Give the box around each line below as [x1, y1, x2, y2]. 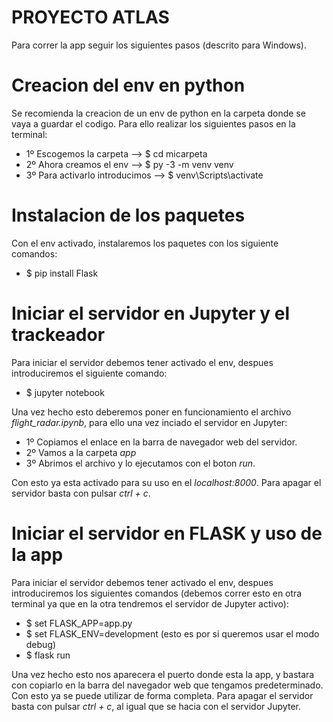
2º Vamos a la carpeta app [25, 446, 137, 458]
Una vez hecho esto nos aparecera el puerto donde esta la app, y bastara [11, 668, 315, 680]
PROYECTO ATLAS [11, 6, 170, 29]
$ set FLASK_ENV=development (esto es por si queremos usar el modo [25, 627, 320, 640]
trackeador [11, 324, 106, 346]
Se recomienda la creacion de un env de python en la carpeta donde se [11, 107, 306, 119]
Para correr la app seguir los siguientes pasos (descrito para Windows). [11, 39, 307, 51]
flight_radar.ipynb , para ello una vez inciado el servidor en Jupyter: [11, 416, 288, 428]
